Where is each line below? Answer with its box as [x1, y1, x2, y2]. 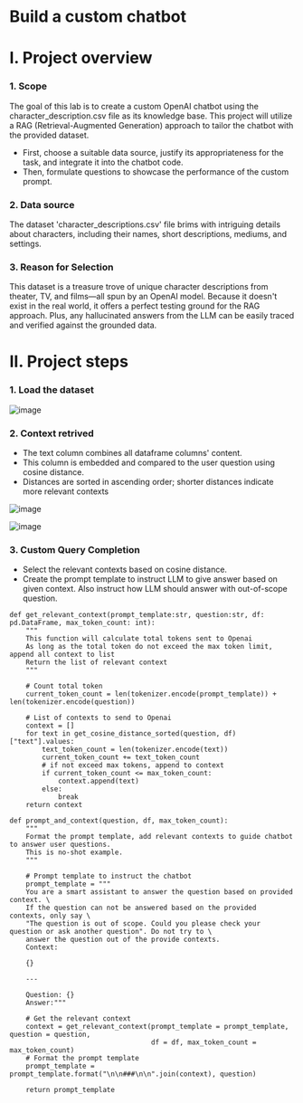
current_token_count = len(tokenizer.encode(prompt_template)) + [25, 689, 278, 699]
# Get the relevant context [25, 1014, 131, 1023]
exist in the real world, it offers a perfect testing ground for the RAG [9, 300, 260, 311]
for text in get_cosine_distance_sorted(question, [25, 729, 221, 738]
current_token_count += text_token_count [42, 753, 201, 762]
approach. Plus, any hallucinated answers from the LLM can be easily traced [9, 310, 295, 321]
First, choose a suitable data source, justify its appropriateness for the [22, 147, 284, 157]
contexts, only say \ [9, 911, 91, 920]
